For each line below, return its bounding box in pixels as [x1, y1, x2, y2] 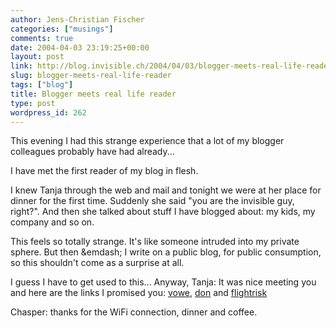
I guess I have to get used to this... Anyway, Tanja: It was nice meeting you [10, 276, 317, 288]
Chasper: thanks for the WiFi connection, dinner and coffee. [10, 306, 258, 318]
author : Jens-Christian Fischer [10, 14, 145, 25]
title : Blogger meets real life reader [10, 89, 177, 99]
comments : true [10, 33, 74, 43]
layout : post [10, 52, 65, 62]
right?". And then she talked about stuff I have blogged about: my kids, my [10, 206, 316, 218]
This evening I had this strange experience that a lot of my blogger [10, 135, 285, 147]
